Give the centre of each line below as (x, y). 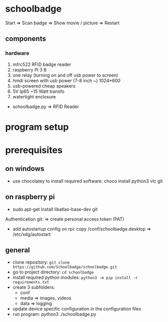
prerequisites (34, 150)
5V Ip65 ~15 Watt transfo (38, 91)
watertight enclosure (34, 96)
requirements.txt (31, 282)
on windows (25, 169)
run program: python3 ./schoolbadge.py (54, 314)
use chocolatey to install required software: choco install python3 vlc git (88, 181)
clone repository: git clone (41, 262)
